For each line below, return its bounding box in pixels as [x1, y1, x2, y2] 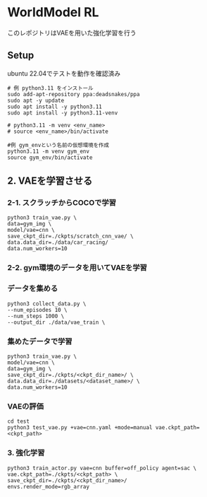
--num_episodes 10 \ [7, 306, 68, 313]
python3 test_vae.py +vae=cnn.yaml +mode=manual [7, 424, 153, 431]
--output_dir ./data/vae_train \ [7, 319, 106, 326]
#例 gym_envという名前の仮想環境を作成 [7, 141, 109, 148]
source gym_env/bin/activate [7, 153, 93, 161]
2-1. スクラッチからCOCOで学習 [7, 198, 116, 208]
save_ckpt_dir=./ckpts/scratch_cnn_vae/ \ [7, 233, 134, 240]
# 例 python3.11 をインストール [7, 84, 94, 92]
